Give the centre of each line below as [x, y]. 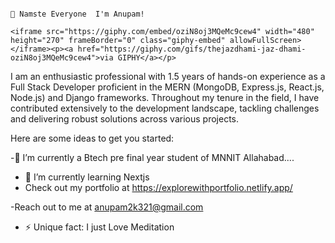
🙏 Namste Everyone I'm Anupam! [77, 14]
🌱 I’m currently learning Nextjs [87, 177]
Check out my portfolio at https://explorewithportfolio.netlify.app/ [158, 187]
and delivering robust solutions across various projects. [125, 119]
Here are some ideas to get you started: [92, 138]
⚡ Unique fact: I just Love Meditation [99, 227]
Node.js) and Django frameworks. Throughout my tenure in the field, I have [165, 97]
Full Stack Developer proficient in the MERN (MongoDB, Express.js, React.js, [167, 87]
